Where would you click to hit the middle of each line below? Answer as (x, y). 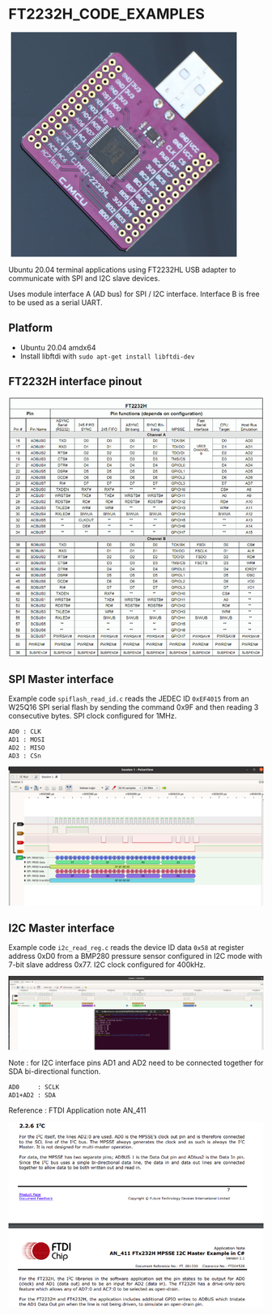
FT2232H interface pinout (75, 382)
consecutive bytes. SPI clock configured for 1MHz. (93, 716)
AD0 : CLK (25, 732)
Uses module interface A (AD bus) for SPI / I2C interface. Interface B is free (134, 294)
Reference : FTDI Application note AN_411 (77, 1110)
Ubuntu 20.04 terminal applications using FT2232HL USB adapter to (122, 269)
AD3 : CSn (25, 756)
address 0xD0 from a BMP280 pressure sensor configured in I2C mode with (136, 957)
